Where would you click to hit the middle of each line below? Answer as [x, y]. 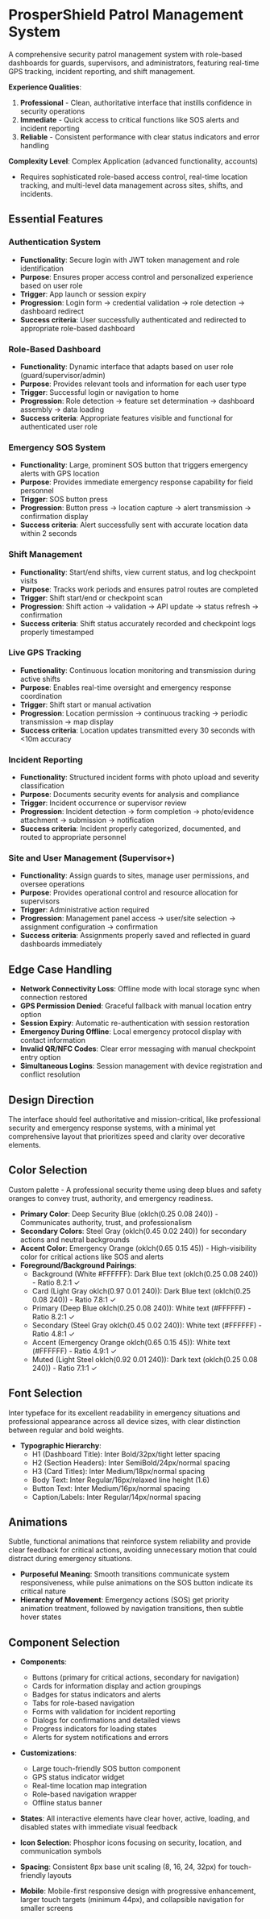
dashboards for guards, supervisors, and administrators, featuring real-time [134, 63]
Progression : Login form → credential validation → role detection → [133, 302]
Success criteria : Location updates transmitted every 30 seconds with [137, 730]
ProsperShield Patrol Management [126, 15]
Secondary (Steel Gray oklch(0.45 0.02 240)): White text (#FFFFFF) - [147, 1325]
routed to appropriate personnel [73, 837]
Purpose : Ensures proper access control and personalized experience [137, 276]
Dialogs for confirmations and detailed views [106, 1720]
